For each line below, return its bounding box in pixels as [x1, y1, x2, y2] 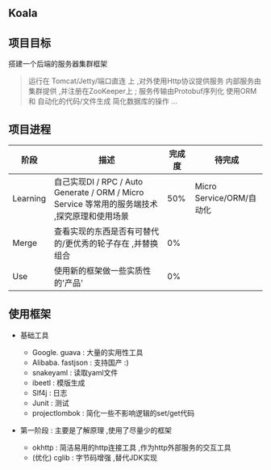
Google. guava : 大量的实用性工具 [31, 347, 144, 357]
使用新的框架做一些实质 [53, 265, 144, 277]
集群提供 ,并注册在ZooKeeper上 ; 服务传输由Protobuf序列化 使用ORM [27, 87, 257, 96]
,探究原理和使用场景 [53, 210, 129, 222]
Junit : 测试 [31, 398, 70, 408]
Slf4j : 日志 [31, 387, 68, 397]
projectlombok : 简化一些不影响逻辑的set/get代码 [31, 408, 195, 417]
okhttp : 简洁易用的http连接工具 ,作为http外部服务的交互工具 [31, 442, 231, 452]
